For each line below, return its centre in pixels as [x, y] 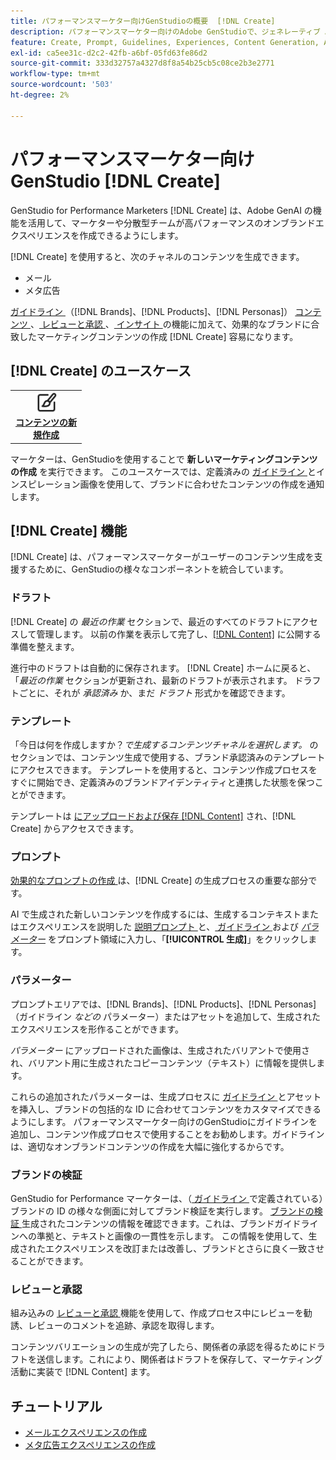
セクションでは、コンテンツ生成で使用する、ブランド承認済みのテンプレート [168, 757]
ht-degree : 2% [40, 95]
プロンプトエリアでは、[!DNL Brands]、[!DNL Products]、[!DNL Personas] [163, 1004]
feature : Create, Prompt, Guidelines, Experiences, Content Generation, [165, 42]
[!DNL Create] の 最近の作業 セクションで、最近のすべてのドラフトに [151, 621]
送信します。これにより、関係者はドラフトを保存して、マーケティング [179, 1359]
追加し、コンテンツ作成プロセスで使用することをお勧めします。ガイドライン [167, 1134]
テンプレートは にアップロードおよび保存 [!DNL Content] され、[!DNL [153, 816]
